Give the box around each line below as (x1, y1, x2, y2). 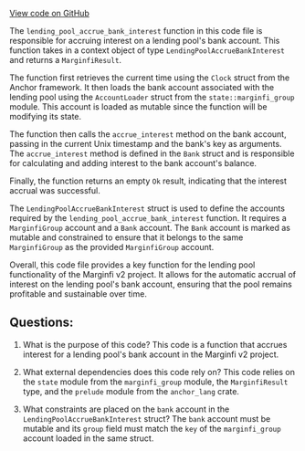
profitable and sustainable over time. (9, 288, 148, 299)
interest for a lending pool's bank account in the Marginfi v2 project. (22, 349, 279, 360)
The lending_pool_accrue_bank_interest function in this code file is (9, 26, 263, 36)
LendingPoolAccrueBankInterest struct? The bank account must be (22, 413, 271, 424)
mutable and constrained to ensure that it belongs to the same (9, 232, 244, 243)
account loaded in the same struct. (22, 433, 154, 444)
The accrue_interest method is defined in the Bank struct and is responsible (9, 148, 295, 159)
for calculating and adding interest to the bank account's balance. (9, 158, 258, 168)
